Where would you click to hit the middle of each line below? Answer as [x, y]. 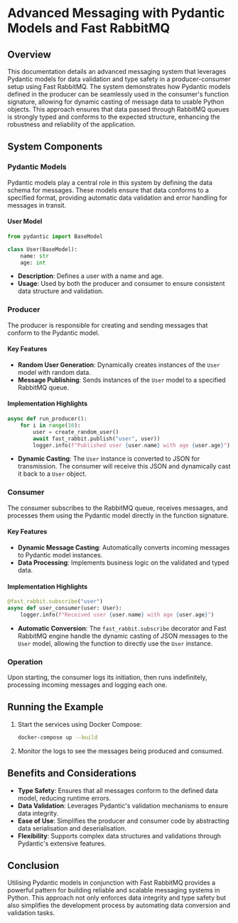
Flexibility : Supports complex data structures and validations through [119, 836]
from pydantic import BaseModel [55, 236]
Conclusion [33, 865]
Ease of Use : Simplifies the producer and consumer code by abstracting [123, 821]
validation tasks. [31, 913]
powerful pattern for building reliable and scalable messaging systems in [114, 890]
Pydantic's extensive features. [62, 843]
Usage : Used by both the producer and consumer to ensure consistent [121, 284]
